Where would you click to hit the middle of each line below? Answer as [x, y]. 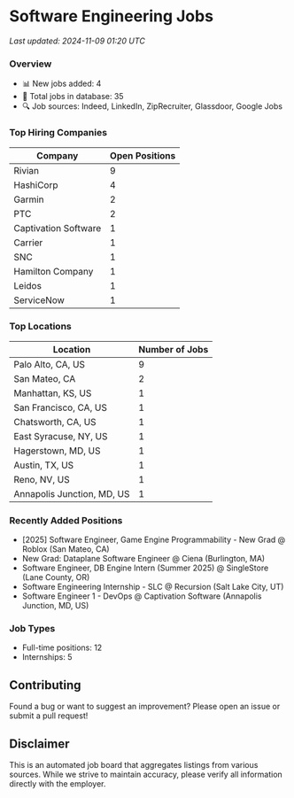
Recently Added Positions [66, 520]
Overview [31, 64]
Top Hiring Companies [58, 133]
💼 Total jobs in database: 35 [73, 97]
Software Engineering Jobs [112, 16]
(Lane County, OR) [56, 577]
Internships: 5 [47, 657]
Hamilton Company [54, 271]
